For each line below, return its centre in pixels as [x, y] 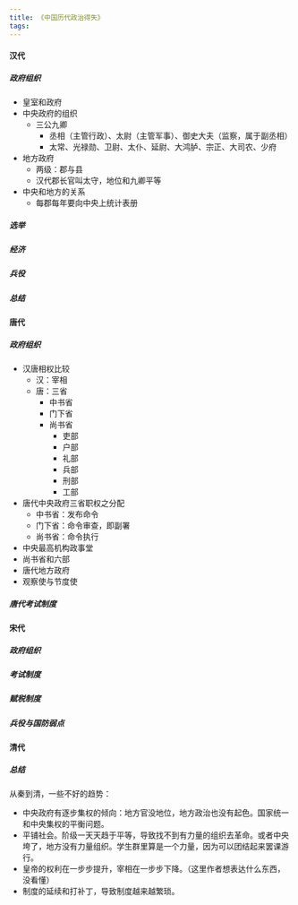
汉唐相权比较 [46, 369]
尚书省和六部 [46, 559]
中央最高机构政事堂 [58, 548]
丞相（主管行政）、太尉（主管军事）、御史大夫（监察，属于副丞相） [170, 136]
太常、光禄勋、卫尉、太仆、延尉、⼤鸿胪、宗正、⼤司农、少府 [163, 147]
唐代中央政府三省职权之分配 [73, 504]
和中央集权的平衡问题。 [65, 824]
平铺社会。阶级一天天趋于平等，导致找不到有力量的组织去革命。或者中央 [155, 835]
